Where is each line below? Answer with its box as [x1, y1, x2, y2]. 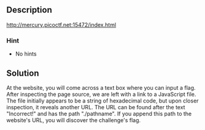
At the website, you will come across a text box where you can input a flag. [6, 84, 196, 91]
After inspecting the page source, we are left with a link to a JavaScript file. [6, 90, 196, 98]
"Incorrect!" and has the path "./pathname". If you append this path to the [6, 110, 192, 117]
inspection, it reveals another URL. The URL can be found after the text [6, 103, 185, 110]
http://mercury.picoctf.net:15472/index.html [6, 21, 117, 28]
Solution [6, 68, 39, 78]
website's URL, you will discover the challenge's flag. [6, 116, 141, 124]
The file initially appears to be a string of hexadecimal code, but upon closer [6, 97, 199, 104]
